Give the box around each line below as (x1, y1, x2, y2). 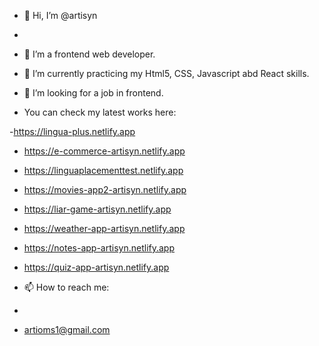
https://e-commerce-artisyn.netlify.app (23, 145, 186, 157)
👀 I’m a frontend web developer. (23, 48, 156, 60)
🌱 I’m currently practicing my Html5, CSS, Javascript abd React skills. (23, 68, 310, 79)
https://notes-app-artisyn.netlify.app (23, 242, 176, 254)
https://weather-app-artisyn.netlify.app (23, 223, 186, 234)
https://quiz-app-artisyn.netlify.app (23, 261, 170, 273)
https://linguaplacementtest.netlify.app (23, 165, 184, 176)
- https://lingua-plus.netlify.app (9, 126, 136, 137)
